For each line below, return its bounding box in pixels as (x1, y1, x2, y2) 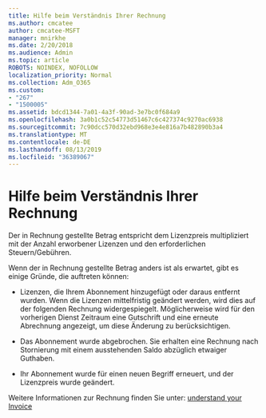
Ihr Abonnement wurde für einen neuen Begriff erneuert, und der (19, 369, 234, 379)
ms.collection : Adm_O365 (8, 78, 91, 86)
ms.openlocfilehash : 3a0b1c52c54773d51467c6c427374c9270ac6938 (8, 116, 224, 124)
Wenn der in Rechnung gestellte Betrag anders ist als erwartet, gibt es (8, 263, 240, 273)
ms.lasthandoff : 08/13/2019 (8, 145, 102, 153)
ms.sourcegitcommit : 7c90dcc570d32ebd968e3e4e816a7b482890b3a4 (8, 123, 224, 131)
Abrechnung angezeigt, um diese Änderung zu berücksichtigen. (19, 321, 231, 331)
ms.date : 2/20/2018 (8, 42, 73, 50)
